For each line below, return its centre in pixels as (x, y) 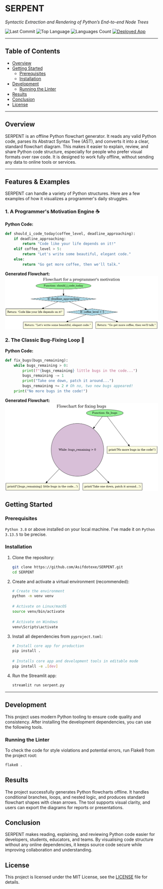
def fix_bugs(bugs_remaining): (37, 360)
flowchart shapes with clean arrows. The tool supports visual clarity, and (78, 802)
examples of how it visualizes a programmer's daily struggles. (67, 199)
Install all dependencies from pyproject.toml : (57, 636)
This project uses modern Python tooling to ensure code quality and (73, 717)
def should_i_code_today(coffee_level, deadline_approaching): (70, 234)
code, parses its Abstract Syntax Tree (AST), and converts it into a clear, (77, 141)
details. (12, 882)
